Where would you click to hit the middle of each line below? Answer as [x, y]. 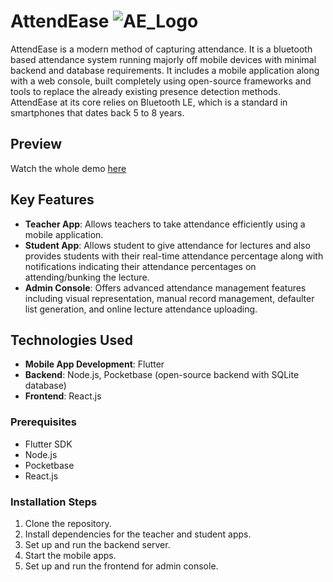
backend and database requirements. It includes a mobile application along [165, 70]
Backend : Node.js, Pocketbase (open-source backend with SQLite [162, 375]
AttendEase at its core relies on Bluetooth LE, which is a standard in [149, 102]
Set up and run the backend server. [97, 544]
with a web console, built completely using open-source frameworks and [161, 81]
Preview [36, 144]
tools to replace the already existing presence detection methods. [146, 91]
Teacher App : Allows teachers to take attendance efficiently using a [165, 224]
